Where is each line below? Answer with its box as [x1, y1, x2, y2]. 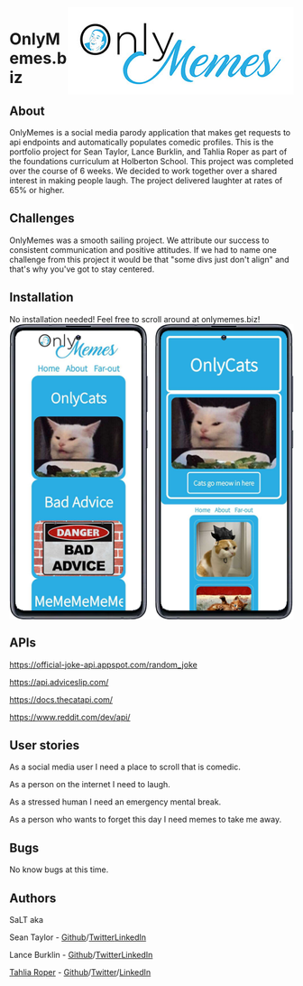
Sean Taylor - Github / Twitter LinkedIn [9, 932, 147, 943]
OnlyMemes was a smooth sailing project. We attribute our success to [9, 235, 270, 246]
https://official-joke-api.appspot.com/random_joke [9, 659, 198, 670]
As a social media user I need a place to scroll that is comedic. [9, 761, 241, 773]
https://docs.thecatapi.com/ [9, 693, 114, 705]
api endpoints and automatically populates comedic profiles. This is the [9, 137, 274, 147]
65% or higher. [9, 185, 65, 195]
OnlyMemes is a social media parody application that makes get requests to [9, 127, 291, 137]
